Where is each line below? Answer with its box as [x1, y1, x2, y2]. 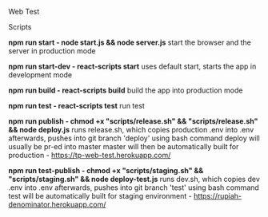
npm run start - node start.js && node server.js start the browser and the [8, 37, 252, 47]
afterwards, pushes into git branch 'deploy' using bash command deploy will [8, 133, 260, 143]
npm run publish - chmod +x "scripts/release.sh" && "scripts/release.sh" [8, 116, 258, 126]
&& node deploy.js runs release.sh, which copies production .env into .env [8, 125, 254, 134]
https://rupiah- [193, 191, 242, 200]
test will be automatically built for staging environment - [8, 191, 192, 200]
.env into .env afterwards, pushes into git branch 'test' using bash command [8, 183, 260, 192]
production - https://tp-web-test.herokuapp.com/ [8, 151, 171, 160]
